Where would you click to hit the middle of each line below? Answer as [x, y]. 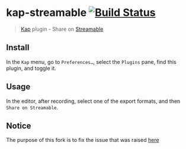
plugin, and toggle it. [31, 68]
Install [18, 48]
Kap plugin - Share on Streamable [62, 29]
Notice [19, 126]
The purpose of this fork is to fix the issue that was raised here [83, 140]
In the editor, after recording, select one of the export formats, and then [93, 101]
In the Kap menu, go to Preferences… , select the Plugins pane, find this [91, 61]
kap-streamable [46, 13]
